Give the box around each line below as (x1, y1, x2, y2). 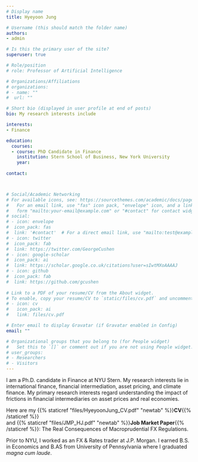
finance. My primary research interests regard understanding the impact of (6, 389, 189, 396)
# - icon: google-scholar (6, 251, 70, 258)
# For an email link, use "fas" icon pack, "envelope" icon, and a (6, 202, 181, 208)
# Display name (6, 8, 44, 15)
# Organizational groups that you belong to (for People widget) (6, 338, 170, 344)
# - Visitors (6, 360, 38, 367)
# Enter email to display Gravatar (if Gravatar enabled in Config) (6, 323, 178, 328)
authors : (6, 30, 28, 36)
